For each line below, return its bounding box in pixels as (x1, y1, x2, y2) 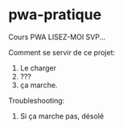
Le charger (19, 62, 57, 73)
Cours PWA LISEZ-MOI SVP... (8, 32, 106, 42)
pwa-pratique (8, 6, 102, 24)
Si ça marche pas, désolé (19, 111, 105, 121)
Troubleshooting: (8, 95, 65, 105)
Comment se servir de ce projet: (8, 47, 116, 57)
